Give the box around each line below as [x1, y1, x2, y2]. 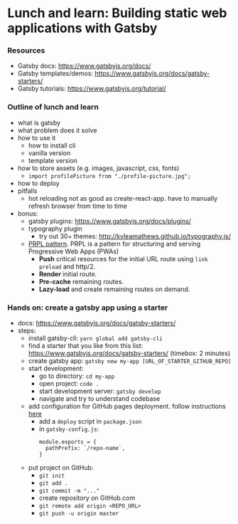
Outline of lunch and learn [7, 102, 99, 112]
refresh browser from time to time [28, 201, 128, 210]
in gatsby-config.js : [38, 425, 99, 434]
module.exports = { [38, 439, 97, 446]
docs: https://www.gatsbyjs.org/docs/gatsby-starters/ [17, 319, 176, 327]
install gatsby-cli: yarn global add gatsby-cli [28, 334, 163, 342]
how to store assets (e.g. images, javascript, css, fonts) [17, 164, 180, 172]
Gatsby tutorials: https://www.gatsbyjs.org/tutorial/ [17, 84, 167, 93]
